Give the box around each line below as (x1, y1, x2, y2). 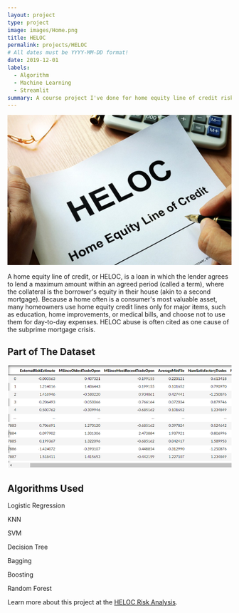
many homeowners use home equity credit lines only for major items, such (7, 302, 226, 311)
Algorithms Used (7, 482, 84, 495)
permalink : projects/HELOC (7, 41, 87, 49)
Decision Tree (7, 542, 48, 551)
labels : (7, 64, 31, 71)
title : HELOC (7, 34, 46, 41)
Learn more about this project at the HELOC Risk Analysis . (7, 597, 178, 606)
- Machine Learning (14, 79, 72, 86)
